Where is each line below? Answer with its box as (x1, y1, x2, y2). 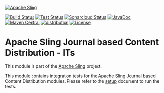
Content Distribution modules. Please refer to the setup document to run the (5, 78, 160, 84)
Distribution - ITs (5, 47, 75, 59)
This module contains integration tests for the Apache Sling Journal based (5, 73, 156, 79)
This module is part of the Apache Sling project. (5, 63, 102, 69)
